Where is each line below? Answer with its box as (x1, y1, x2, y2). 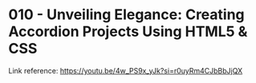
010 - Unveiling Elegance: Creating (8, 6, 245, 24)
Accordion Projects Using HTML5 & (8, 22, 248, 41)
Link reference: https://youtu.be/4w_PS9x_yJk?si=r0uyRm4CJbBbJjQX (8, 65, 243, 75)
